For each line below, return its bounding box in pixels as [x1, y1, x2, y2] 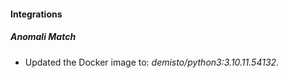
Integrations [10, 8, 63, 20]
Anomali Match [10, 31, 77, 43]
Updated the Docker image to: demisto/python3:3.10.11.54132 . [24, 56, 280, 68]
